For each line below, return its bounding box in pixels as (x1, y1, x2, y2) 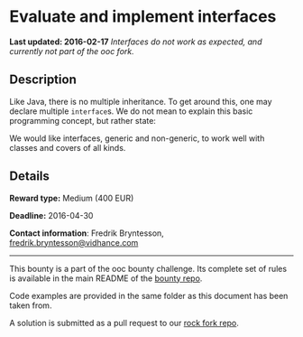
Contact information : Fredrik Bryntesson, (9, 228, 164, 239)
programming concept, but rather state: (9, 115, 156, 126)
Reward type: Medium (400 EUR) (9, 192, 134, 203)
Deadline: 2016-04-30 (9, 210, 94, 220)
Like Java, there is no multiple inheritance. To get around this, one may (9, 96, 272, 107)
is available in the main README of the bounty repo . (9, 273, 203, 284)
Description (9, 72, 77, 88)
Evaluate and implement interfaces (9, 6, 277, 27)
